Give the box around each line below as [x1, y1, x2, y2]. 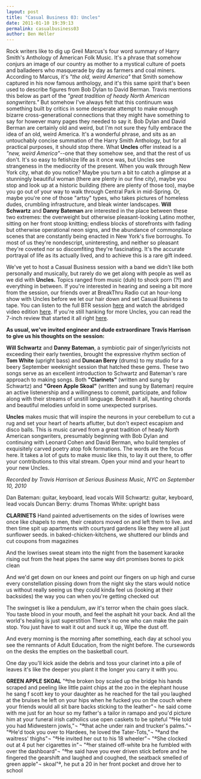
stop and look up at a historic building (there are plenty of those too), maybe [6, 181, 195, 189]
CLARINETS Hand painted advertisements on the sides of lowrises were [6, 512, 185, 520]
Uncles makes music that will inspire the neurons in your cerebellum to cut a [6, 413, 195, 420]
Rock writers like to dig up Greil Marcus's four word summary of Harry [6, 47, 180, 55]
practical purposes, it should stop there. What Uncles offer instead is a [6, 144, 181, 151]
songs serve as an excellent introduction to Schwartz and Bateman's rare [6, 370, 187, 377]
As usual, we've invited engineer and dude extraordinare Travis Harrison [6, 326, 191, 333]
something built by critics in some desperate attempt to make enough [6, 105, 178, 112]
